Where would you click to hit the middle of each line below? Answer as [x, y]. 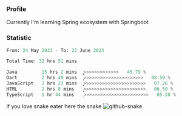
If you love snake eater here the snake [54, 106]
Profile [16, 9]
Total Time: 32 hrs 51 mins [42, 61]
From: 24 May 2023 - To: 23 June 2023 [55, 50]
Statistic [19, 38]
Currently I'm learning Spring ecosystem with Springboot [77, 22]
